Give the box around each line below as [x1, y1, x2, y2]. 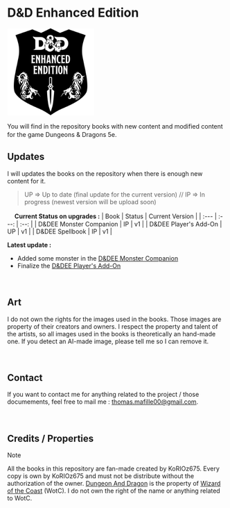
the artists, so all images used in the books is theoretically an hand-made [7, 329, 216, 338]
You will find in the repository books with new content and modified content [7, 122, 223, 130]
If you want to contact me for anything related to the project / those [7, 391, 200, 399]
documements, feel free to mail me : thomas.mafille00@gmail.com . [7, 398, 199, 406]
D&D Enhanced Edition [7, 5, 139, 21]
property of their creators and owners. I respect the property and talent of [7, 322, 218, 331]
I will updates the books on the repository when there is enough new [7, 169, 203, 178]
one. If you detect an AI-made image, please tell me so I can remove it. [7, 337, 209, 345]
